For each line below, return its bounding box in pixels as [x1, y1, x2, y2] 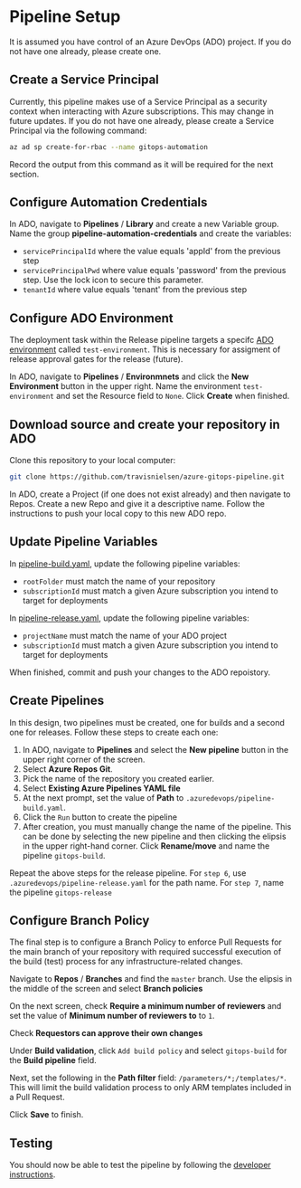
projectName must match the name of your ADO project [22, 630, 228, 641]
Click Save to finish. [9, 1109, 84, 1120]
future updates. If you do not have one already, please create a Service [9, 115, 274, 126]
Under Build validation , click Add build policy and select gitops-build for [9, 1045, 287, 1056]
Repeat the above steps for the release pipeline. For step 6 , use [9, 867, 247, 879]
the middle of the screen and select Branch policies [9, 984, 203, 994]
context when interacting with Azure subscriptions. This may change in [9, 106, 274, 117]
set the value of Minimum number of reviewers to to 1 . [9, 1011, 215, 1022]
